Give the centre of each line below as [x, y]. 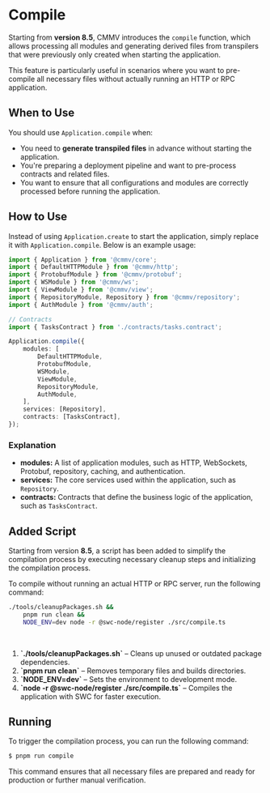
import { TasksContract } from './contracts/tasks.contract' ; [115, 327]
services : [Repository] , [65, 409]
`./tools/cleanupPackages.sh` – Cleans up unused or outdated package [141, 653]
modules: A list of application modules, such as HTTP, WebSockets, [134, 463]
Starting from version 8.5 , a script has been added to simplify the [117, 551]
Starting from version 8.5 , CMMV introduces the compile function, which [129, 37]
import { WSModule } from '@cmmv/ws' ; [74, 282]
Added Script [42, 531]
